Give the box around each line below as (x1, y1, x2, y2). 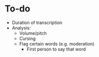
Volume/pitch (19, 30, 47, 36)
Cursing (19, 35, 36, 41)
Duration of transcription (11, 19, 63, 25)
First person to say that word (26, 46, 86, 52)
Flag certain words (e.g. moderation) (19, 40, 95, 46)
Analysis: (11, 24, 31, 30)
